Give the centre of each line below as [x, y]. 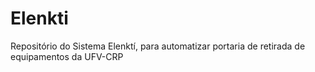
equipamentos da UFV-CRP [67, 56]
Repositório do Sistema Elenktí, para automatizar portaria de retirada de [158, 46]
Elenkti [39, 18]
